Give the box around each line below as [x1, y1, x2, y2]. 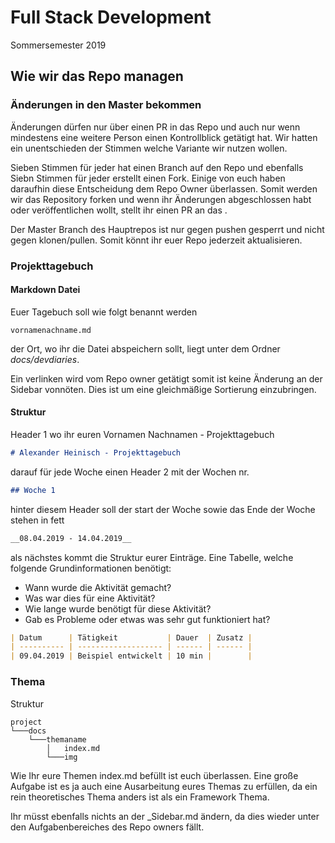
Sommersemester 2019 [10, 39, 107, 51]
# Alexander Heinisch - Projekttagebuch [10, 447, 182, 458]
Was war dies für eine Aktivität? [24, 592, 156, 604]
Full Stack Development [10, 6, 212, 29]
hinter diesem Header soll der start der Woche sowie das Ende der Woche [10, 503, 316, 515]
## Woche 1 [10, 485, 56, 495]
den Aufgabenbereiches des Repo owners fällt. [10, 821, 205, 833]
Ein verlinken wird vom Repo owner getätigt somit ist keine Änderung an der [10, 372, 323, 385]
